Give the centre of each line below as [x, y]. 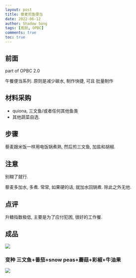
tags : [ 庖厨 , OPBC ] [24, 28]
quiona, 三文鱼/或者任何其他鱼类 [45, 111]
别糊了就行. [17, 177]
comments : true [21, 33]
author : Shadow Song [26, 23]
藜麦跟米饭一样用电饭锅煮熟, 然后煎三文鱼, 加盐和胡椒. [60, 147]
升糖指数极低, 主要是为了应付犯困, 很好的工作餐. [54, 217]
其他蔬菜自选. [26, 117]
